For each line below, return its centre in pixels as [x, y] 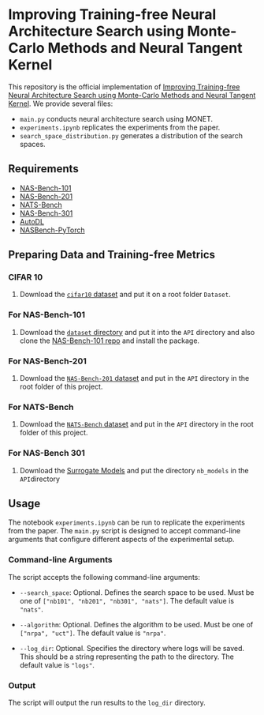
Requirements [43, 169]
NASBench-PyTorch [52, 230]
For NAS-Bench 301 [46, 453]
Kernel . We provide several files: [61, 103]
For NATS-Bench [41, 407]
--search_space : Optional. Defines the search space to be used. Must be [137, 592]
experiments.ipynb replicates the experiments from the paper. [120, 127]
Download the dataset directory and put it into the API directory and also [137, 332]
